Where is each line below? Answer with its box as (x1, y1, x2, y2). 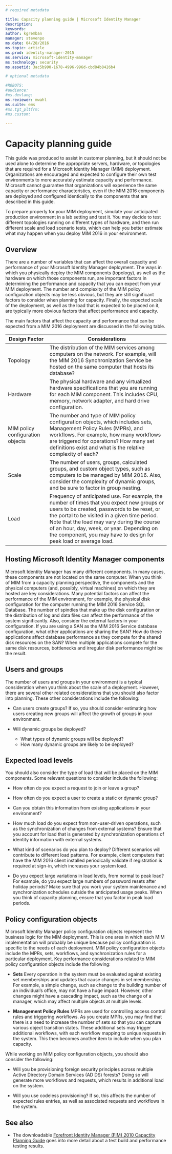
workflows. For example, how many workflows (49, 431, 161, 438)
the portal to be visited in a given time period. (49, 512, 158, 519)
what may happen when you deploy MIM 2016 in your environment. (5, 230, 147, 236)
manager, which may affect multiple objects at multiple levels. (12, 998, 143, 1005)
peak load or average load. (49, 538, 114, 544)
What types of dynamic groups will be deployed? (20, 736, 124, 742)
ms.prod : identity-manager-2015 (5, 50, 74, 55)
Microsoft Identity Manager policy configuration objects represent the (5, 928, 153, 935)
